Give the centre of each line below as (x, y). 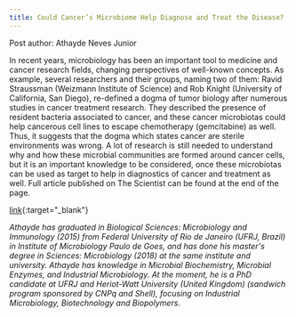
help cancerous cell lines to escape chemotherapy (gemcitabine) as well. (143, 126)
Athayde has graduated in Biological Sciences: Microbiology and (128, 227)
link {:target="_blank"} (49, 209)
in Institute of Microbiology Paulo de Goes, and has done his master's (137, 246)
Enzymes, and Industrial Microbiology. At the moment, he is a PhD (130, 274)
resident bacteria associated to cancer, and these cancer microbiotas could (148, 117)
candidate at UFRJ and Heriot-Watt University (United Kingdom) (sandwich (148, 284)
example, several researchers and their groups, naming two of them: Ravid (146, 79)
